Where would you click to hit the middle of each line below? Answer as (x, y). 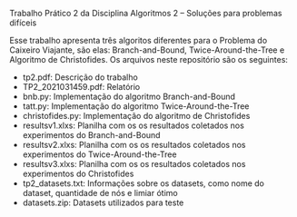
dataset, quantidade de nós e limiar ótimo (100, 193)
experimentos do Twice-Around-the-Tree (99, 154)
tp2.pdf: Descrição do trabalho (80, 77)
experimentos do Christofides (78, 173)
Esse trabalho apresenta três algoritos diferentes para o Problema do (139, 40)
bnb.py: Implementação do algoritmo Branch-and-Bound (129, 96)
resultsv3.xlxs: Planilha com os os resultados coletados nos (134, 164)
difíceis (23, 23)
